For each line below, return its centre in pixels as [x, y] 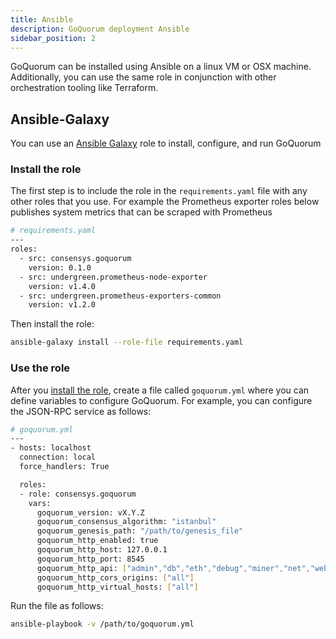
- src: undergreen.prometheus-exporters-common [120, 296]
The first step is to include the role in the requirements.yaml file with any [159, 191]
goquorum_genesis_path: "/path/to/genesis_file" [140, 531]
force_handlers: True [64, 467]
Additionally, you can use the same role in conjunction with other [143, 77]
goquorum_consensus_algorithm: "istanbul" [126, 522]
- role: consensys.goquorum [78, 494]
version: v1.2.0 [62, 305]
